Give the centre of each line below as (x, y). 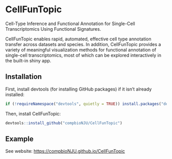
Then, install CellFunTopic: (33, 113)
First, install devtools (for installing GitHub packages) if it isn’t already (79, 89)
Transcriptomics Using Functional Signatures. (53, 29)
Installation (24, 77)
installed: (15, 94)
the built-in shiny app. (28, 60)
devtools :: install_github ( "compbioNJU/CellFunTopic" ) (64, 123)
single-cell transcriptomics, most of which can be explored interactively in (83, 55)
